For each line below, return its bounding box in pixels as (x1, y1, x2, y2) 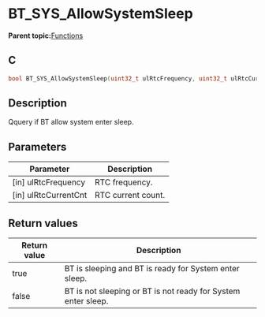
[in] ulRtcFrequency (12, 177, 85, 188)
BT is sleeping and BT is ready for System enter (64, 263, 241, 274)
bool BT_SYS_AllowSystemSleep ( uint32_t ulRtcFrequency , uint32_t (8, 74, 227, 83)
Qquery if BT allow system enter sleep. (8, 117, 134, 127)
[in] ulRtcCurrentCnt (12, 190, 88, 201)
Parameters (8, 140, 67, 154)
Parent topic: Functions (8, 31, 84, 40)
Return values (8, 216, 79, 229)
